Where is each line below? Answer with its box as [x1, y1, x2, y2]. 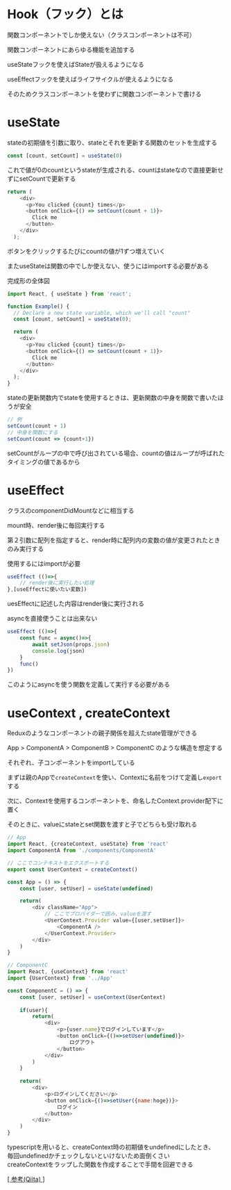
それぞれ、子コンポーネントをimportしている [7, 758, 135, 767]
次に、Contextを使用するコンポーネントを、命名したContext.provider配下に [7, 797, 223, 805]
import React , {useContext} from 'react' [7, 968, 129, 975]
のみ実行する [7, 544, 44, 553]
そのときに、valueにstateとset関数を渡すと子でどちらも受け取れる [7, 820, 198, 829]
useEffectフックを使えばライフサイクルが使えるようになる [7, 74, 174, 83]
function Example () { [7, 303, 70, 310]
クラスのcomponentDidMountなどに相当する [7, 506, 135, 514]
